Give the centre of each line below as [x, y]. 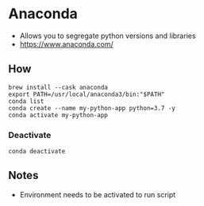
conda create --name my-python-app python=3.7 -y [92, 108]
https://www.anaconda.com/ [66, 44]
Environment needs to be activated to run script [98, 194]
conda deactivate [37, 151]
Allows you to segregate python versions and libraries [108, 36]
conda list [26, 101]
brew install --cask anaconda [58, 87]
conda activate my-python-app [58, 115]
